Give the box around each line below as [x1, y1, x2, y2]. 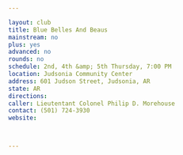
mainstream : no [8, 33, 59, 41]
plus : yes [8, 40, 41, 48]
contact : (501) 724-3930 [8, 107, 90, 115]
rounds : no [8, 55, 44, 63]
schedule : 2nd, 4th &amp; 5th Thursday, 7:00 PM [8, 62, 172, 71]
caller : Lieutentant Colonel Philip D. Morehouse [8, 100, 176, 108]
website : [8, 114, 37, 123]
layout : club [8, 18, 51, 26]
